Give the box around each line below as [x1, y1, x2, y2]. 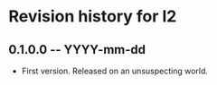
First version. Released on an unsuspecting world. [21, 65, 209, 76]
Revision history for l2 [8, 6, 177, 27]
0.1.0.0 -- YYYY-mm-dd [8, 42, 146, 57]
